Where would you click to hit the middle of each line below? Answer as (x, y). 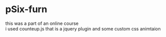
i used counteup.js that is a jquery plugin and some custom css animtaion (83, 28)
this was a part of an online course (42, 23)
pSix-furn (26, 9)
